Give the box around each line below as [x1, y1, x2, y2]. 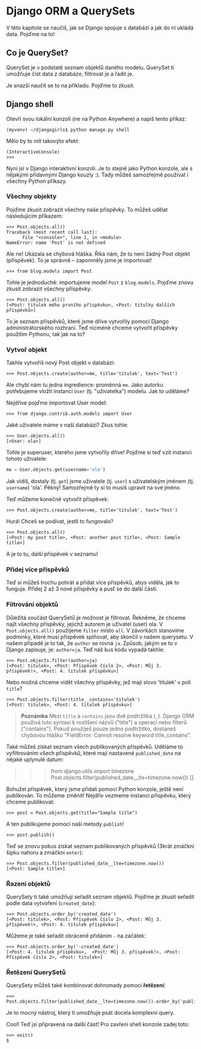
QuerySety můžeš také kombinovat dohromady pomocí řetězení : [6, 982, 166, 989]
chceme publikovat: [6, 798, 55, 805]
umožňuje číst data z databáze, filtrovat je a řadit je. [6, 70, 134, 77]
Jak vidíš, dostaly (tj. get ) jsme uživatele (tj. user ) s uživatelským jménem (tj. [6, 478, 194, 485]
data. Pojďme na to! [6, 30, 55, 37]
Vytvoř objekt [6, 345, 47, 353]
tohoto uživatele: [6, 455, 48, 463]
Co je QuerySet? [6, 48, 69, 58]
